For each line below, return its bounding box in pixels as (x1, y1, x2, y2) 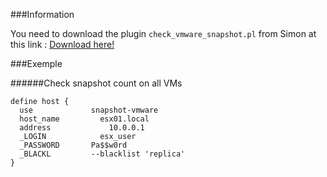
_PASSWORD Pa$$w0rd (19, 140, 128, 150)
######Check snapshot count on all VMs (10, 77, 183, 89)
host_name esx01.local (19, 114, 150, 124)
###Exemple (10, 58, 63, 69)
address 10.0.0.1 (19, 123, 145, 133)
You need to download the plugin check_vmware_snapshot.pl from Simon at (10, 28, 317, 39)
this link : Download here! (10, 39, 115, 50)
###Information (10, 9, 75, 20)
